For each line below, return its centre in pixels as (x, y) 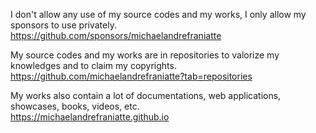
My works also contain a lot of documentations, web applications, (146, 95)
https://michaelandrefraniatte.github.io (90, 117)
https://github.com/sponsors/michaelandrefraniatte (116, 35)
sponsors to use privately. (63, 25)
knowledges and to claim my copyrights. (93, 65)
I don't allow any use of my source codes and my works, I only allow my (158, 14)
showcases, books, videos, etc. (75, 106)
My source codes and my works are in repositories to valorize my (145, 55)
